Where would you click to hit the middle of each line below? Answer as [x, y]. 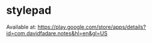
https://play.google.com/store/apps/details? [92, 27]
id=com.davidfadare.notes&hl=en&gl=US [57, 33]
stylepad [29, 10]
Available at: [21, 27]
